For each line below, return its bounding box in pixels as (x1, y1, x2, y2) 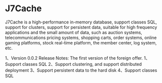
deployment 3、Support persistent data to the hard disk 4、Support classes (5, 67, 157, 73)
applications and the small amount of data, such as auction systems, (5, 29, 143, 35)
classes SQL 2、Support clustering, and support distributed (22, 61, 142, 67)
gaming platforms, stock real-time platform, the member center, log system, (5, 40, 157, 45)
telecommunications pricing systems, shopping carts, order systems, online (5, 35, 157, 41)
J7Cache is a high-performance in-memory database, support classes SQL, (5, 19, 157, 25)
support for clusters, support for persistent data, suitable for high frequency (5, 24, 157, 30)
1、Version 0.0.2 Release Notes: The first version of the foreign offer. (5, 55, 143, 61)
